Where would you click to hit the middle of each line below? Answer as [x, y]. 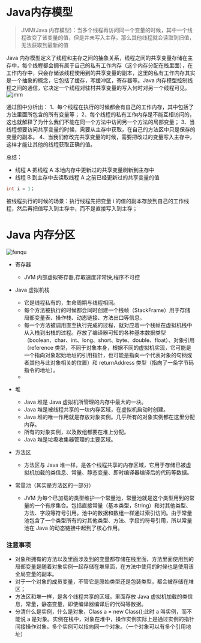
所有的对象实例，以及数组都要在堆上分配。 [76, 432]
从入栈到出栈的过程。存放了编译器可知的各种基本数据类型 [95, 332]
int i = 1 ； [21, 189]
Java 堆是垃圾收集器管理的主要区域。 [70, 439]
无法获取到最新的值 [45, 45]
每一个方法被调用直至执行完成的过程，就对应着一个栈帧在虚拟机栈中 [108, 325]
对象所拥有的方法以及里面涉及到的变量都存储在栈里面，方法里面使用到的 [104, 559]
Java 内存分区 [41, 235]
